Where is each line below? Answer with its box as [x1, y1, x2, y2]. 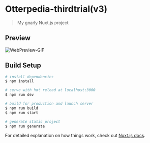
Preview [5, 34, 31, 42]
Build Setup [5, 61, 41, 70]
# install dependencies [5, 74, 54, 79]
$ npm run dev [5, 92, 34, 97]
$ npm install [5, 79, 34, 84]
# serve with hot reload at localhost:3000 [5, 87, 96, 93]
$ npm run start [5, 110, 38, 115]
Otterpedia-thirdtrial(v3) [5, 3, 108, 15]
